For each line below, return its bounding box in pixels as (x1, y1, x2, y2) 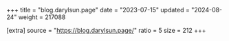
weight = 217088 (18, 13, 66, 21)
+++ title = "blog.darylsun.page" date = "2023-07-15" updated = (6, 6, 190, 14)
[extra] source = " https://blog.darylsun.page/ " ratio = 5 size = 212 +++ (6, 27, 206, 34)
